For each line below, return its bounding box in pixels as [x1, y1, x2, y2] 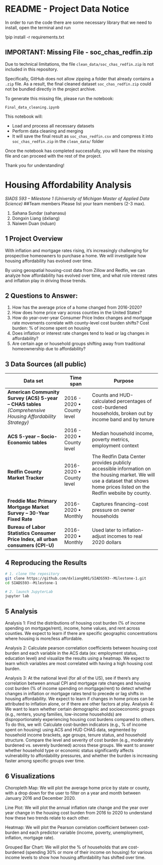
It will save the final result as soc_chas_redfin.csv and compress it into [12, 133, 153, 139]
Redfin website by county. [92, 490, 151, 497]
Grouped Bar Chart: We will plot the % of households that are [5, 844, 128, 850]
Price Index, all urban [7, 536, 58, 543]
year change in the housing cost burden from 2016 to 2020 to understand [5, 810, 152, 815]
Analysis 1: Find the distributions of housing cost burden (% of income [5, 620, 146, 626]
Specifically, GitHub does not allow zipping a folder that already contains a [5, 75, 154, 81]
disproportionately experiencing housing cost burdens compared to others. [5, 717, 155, 722]
